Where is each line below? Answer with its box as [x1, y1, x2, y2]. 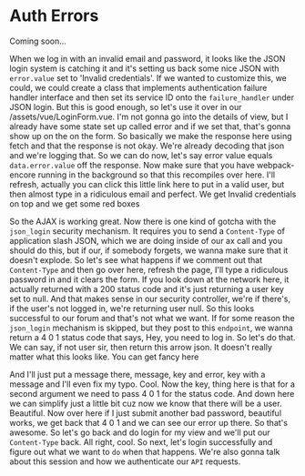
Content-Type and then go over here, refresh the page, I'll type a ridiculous [9, 264, 289, 275]
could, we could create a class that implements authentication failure [9, 82, 268, 93]
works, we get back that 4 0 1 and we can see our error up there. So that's [9, 417, 289, 428]
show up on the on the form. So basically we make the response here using [9, 130, 292, 141]
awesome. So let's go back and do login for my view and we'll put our [9, 427, 270, 438]
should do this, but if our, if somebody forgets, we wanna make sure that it [9, 245, 289, 256]
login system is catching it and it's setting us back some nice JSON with [9, 63, 280, 74]
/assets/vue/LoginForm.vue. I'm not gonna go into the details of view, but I [9, 111, 289, 122]
